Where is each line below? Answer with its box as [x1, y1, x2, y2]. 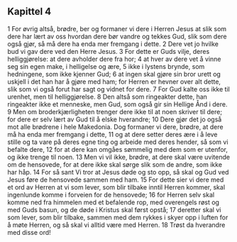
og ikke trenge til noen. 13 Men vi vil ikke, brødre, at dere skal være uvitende [7, 153, 231, 161]
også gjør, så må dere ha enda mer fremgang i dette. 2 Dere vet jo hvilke [7, 39, 219, 48]
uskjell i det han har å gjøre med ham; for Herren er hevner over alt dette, [7, 77, 221, 86]
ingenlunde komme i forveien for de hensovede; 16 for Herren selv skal [7, 190, 215, 199]
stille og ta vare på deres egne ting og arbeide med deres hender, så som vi [7, 138, 228, 146]
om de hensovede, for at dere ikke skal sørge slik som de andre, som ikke [7, 160, 222, 169]
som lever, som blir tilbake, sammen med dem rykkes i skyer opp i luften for [7, 213, 228, 221]
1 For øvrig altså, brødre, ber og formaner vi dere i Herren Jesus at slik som [7, 24, 227, 33]
